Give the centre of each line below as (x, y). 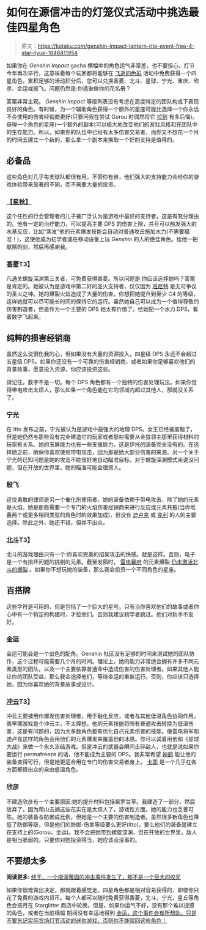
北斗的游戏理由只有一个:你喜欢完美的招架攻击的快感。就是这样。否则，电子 (101, 554)
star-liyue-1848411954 (50, 53)
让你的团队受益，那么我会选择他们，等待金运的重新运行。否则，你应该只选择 (103, 677)
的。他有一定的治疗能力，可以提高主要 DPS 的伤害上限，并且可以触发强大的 (101, 224)
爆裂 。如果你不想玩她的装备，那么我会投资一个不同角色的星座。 (98, 570)
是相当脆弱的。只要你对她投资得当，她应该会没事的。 (73, 839)
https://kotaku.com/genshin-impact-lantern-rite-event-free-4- (116, 46)
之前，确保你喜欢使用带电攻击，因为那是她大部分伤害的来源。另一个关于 (108, 452)
